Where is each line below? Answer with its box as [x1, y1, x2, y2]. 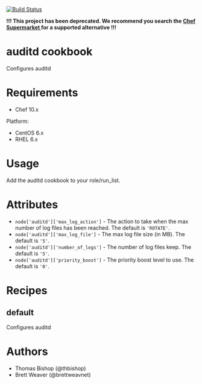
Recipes [6, 283, 48, 297]
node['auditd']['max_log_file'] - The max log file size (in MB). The [14, 230, 185, 238]
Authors [6, 344, 48, 358]
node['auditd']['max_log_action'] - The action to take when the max [14, 218, 189, 225]
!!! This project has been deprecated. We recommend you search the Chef [6, 17, 196, 24]
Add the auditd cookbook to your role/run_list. [6, 177, 121, 184]
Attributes [6, 198, 58, 211]
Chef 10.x [14, 105, 39, 113]
